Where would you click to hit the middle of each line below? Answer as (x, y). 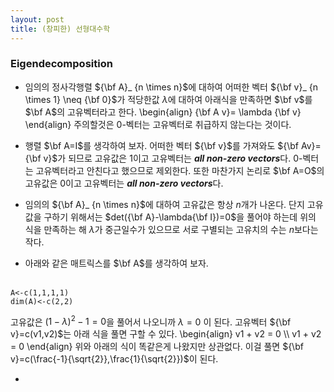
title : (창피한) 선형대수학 (60, 29)
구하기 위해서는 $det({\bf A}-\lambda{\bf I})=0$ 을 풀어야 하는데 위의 (180, 217)
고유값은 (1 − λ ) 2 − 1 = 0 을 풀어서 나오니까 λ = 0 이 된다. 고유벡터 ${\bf (151, 321)
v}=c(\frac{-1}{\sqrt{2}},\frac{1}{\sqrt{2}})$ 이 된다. (114, 359)
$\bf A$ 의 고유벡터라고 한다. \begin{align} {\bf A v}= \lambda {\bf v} (163, 112)
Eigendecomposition (61, 64)
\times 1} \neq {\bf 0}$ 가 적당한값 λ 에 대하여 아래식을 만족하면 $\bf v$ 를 (168, 99)
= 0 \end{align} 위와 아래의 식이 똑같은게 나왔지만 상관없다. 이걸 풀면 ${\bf (157, 347)
